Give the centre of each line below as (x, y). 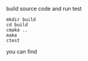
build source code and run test (44, 9)
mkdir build (21, 20)
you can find (22, 51)
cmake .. (17, 30)
